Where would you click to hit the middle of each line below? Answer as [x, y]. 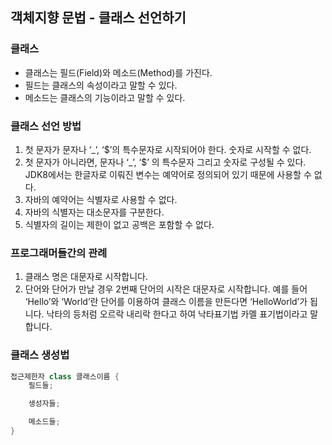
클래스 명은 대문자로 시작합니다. [86, 277]
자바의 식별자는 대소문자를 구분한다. [94, 212]
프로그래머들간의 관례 [59, 253]
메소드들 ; [44, 422]
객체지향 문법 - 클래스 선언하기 [98, 18]
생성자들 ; [44, 404]
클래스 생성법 [40, 355]
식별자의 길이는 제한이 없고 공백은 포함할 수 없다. [119, 224]
